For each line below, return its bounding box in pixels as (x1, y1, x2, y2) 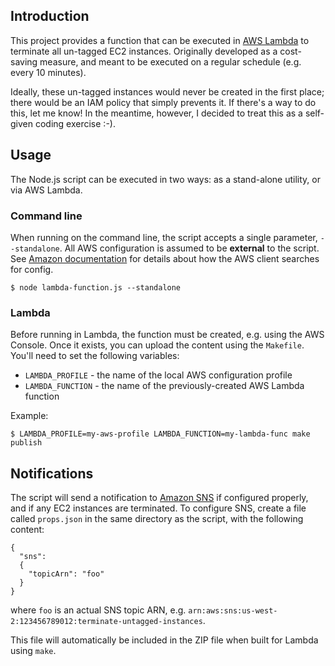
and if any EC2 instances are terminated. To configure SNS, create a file (10, 502, 307, 514)
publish (10, 438, 43, 448)
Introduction (10, 8, 90, 25)
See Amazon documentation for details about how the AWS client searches (10, 252, 320, 264)
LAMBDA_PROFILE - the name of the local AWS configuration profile (24, 369, 293, 381)
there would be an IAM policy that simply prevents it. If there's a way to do (10, 96, 317, 108)
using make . (10, 645, 57, 657)
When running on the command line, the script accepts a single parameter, (10, 231, 318, 243)
